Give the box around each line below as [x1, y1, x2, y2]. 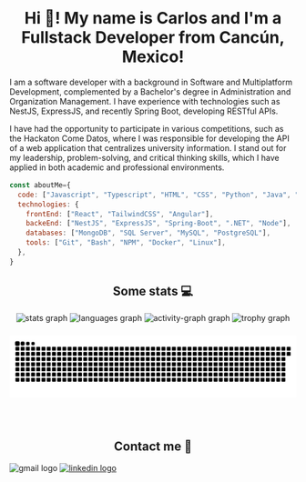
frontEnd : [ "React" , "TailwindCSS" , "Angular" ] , [25, 209, 214, 218]
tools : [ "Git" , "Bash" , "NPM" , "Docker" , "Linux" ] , [25, 238, 226, 247]
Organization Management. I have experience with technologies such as [9, 95, 280, 106]
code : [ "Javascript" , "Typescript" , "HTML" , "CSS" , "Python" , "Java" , [17, 190, 291, 199]
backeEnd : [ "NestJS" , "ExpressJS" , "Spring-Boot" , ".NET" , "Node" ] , [25, 219, 291, 228]
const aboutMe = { [9, 180, 71, 189]
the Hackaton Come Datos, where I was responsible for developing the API [9, 133, 290, 144]
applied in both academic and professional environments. [9, 162, 225, 173]
